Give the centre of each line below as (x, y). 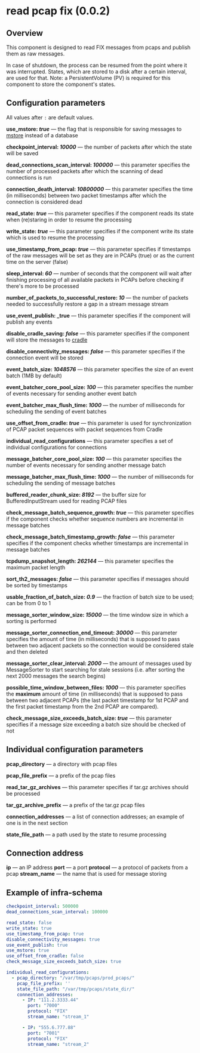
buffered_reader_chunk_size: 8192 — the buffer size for (76, 494)
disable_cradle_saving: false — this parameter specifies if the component (98, 333)
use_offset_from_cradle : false (45, 956)
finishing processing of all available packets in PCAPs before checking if (95, 279)
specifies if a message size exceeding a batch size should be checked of (96, 724)
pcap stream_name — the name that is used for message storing (87, 874)
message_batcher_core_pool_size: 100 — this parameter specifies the (94, 458)
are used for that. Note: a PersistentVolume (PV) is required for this (89, 78)
